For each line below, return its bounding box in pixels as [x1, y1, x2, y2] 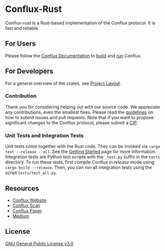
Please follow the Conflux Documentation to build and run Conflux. [5, 53, 142, 59]
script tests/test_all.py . [5, 170, 58, 176]
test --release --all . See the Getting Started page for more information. [5, 149, 157, 155]
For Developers [5, 67, 54, 75]
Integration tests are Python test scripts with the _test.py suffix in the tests [5, 154, 160, 160]
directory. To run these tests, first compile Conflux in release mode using [5, 159, 155, 165]
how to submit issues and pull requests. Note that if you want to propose [5, 114, 154, 120]
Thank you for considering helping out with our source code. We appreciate [5, 104, 161, 110]
